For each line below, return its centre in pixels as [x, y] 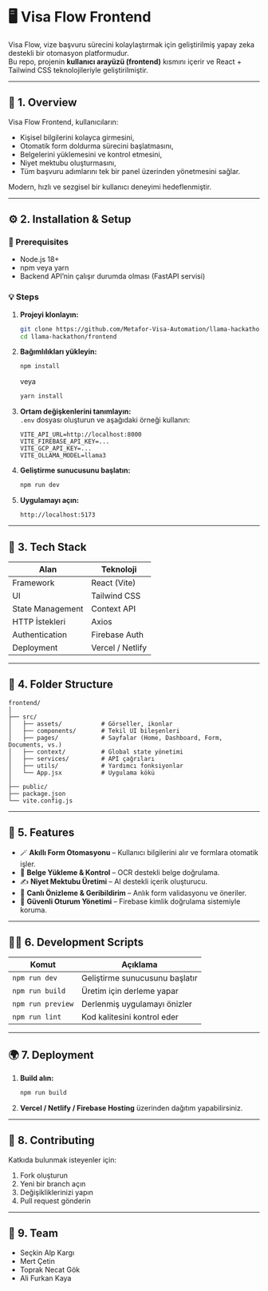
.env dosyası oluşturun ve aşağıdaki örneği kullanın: [105, 420]
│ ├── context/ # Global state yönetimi [96, 752]
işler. [28, 864]
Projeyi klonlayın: [49, 315]
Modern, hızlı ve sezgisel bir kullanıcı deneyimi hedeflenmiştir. [110, 187]
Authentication [40, 635]
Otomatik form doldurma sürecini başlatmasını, [97, 145]
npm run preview [43, 1004]
